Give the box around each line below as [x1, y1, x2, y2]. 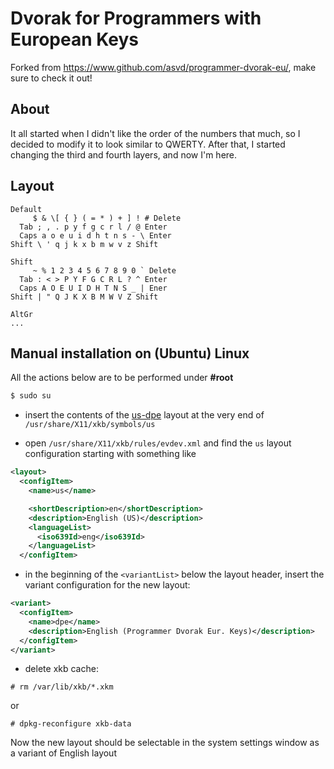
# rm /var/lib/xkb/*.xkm [10, 682, 114, 692]
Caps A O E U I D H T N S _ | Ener [19, 283, 168, 293]
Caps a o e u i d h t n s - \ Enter [19, 230, 172, 241]
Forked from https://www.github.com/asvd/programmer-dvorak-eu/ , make [10, 61, 317, 73]
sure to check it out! [10, 72, 93, 84]
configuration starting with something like [24, 448, 197, 460]
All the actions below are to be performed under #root [10, 372, 234, 384]
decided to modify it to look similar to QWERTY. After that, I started [10, 138, 286, 150]
